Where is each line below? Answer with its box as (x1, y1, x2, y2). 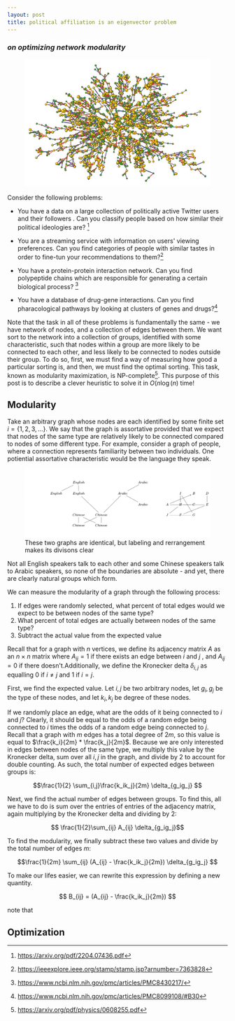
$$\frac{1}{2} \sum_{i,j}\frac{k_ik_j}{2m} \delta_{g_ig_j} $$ (32, 781, 203, 790)
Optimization (7, 926, 65, 938)
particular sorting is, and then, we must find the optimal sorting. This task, (7, 362, 220, 371)
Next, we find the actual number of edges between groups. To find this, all (7, 795, 222, 803)
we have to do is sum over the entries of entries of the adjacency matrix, (7, 802, 216, 811)
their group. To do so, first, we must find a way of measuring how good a (7, 355, 218, 363)
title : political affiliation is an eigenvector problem (7, 18, 177, 26)
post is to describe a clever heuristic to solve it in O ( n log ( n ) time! (7, 379, 194, 387)
